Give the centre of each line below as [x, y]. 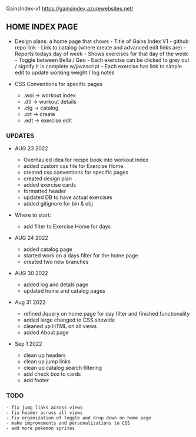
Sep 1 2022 [28, 344]
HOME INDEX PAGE [42, 27]
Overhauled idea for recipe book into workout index [86, 160]
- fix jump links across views [44, 408]
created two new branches [56, 262]
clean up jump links [47, 362]
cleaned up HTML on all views [60, 326]
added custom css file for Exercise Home [73, 166]
